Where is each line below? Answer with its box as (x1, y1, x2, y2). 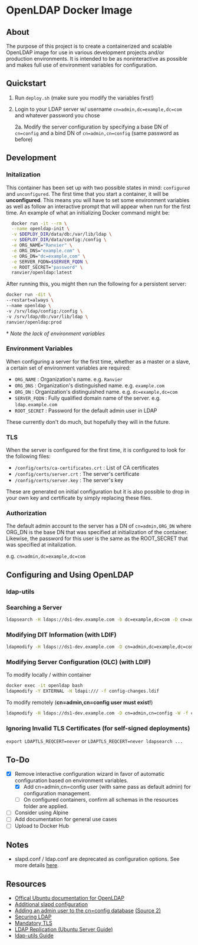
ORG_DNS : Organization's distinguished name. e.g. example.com (14, 381, 165, 389)
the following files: (6, 453, 51, 460)
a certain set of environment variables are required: (6, 364, 131, 371)
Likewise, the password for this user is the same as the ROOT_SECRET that (6, 535, 188, 542)
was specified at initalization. (6, 541, 77, 548)
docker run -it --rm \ (11, 220, 67, 226)
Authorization (6, 509, 47, 518)
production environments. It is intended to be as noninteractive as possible (6, 55, 187, 62)
